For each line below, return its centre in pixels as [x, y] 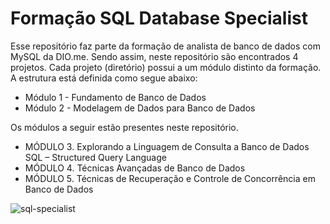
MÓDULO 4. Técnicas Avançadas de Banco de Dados [135, 168]
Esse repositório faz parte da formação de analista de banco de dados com [165, 46]
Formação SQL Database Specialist [159, 18]
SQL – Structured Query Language [95, 157]
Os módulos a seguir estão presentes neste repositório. [124, 127]
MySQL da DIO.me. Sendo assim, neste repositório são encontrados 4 [154, 56]
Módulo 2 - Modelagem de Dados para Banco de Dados [140, 108]
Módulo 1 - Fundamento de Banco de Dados [115, 97]
